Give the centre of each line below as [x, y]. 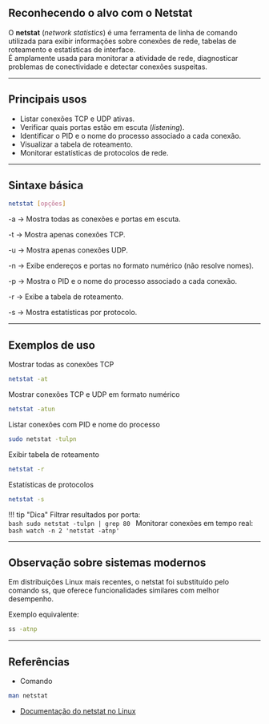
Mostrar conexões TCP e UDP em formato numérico [94, 394]
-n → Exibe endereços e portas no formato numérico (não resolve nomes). [131, 266]
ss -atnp [23, 629]
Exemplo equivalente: [44, 615]
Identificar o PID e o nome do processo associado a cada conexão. [130, 135]
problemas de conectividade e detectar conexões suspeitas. [108, 67]
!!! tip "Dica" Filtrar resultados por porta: [74, 514]
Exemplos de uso [52, 345]
